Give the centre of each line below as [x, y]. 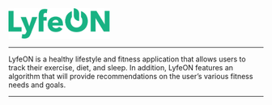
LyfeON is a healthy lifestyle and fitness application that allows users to [127, 59]
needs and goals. [37, 85]
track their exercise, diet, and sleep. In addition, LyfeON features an [121, 68]
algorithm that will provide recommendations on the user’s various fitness [131, 77]
